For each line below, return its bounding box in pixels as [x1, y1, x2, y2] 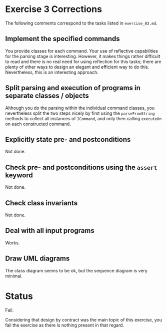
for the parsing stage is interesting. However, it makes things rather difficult [5, 53, 160, 59]
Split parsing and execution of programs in [5, 84, 141, 92]
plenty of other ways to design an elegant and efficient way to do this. [5, 64, 149, 70]
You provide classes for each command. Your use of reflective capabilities [5, 48, 158, 54]
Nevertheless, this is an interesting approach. [5, 69, 98, 75]
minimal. [5, 273, 22, 279]
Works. [5, 239, 20, 246]
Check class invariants [5, 199, 78, 207]
